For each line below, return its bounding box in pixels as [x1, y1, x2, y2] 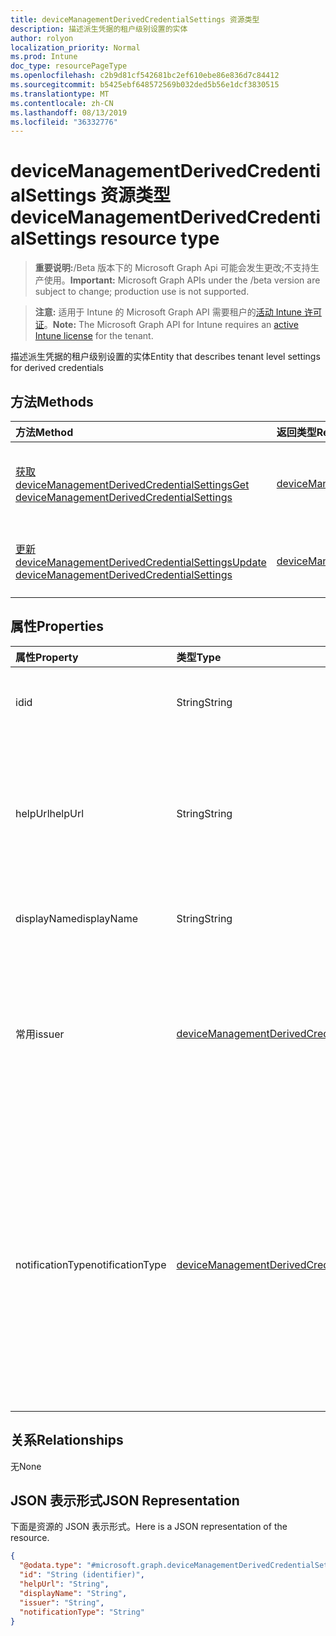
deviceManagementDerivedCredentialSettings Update [15, 556, 267, 569]
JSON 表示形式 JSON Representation [10, 1492, 240, 1510]
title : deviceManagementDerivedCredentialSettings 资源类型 [10, 14, 260, 25]
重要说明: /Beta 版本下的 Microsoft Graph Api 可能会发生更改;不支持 [34, 262, 311, 274]
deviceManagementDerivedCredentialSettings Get [15, 478, 250, 491]
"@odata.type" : [19, 1561, 83, 1571]
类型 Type [176, 650, 222, 664]
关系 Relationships [10, 1432, 124, 1449]
